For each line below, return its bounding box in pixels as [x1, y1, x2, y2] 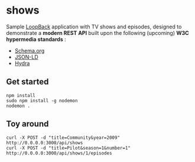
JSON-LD [14, 53, 38, 60]
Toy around [6, 119, 49, 129]
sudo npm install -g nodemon [6, 98, 78, 103]
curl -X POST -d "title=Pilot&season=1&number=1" [6, 145, 131, 151]
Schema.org [14, 47, 45, 54]
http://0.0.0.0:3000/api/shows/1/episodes [6, 150, 112, 156]
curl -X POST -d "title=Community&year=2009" [6, 134, 120, 141]
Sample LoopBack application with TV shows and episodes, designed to [6, 23, 182, 30]
